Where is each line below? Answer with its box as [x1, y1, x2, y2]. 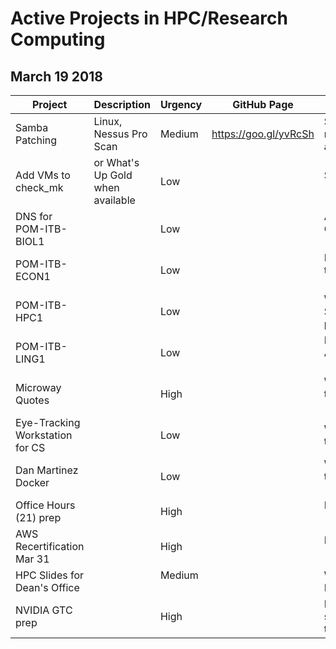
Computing [10, 28, 106, 51]
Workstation [15, 428, 73, 442]
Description [93, 98, 151, 111]
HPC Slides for [15, 568, 85, 582]
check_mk [15, 181, 64, 194]
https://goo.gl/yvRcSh [211, 127, 315, 141]
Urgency [159, 98, 203, 111]
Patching [15, 133, 58, 147]
